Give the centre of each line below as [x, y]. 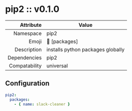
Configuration [27, 83]
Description [28, 49]
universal [57, 66]
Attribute [31, 25]
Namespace [27, 33]
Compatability [25, 66]
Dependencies [25, 57]
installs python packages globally [85, 49]
